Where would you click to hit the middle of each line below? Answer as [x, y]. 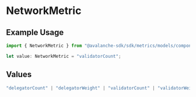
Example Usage [35, 32]
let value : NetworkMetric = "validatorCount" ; [64, 56]
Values [19, 75]
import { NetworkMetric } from [44, 46]
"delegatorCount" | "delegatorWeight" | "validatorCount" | [81, 88]
